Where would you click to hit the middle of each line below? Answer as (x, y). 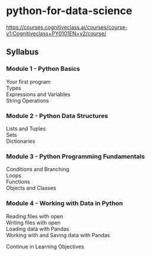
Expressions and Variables (38, 94)
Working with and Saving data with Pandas (58, 235)
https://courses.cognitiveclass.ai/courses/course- (67, 27)
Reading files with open (35, 216)
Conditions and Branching (38, 169)
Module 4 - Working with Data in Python (65, 204)
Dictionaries (21, 141)
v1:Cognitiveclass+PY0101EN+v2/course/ (56, 33)
